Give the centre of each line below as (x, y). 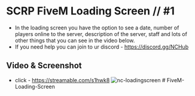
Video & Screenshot (44, 66)
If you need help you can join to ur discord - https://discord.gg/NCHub (102, 47)
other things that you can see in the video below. (75, 40)
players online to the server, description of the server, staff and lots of (101, 34)
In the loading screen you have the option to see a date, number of (97, 28)
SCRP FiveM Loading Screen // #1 (90, 11)
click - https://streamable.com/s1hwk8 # (90, 80)
